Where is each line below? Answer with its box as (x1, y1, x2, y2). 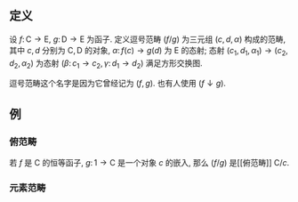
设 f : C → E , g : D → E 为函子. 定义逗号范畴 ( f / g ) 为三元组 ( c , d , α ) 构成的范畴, (9, 34, 286, 44)
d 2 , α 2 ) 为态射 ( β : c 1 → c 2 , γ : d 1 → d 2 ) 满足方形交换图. (9, 57, 203, 70)
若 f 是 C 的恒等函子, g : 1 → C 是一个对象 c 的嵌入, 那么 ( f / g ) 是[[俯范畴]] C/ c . (9, 158, 290, 168)
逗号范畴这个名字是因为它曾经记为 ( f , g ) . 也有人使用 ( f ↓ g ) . (9, 78, 227, 89)
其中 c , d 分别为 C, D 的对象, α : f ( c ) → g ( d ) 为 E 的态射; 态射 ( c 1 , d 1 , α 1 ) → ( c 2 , (9, 44, 289, 58)
